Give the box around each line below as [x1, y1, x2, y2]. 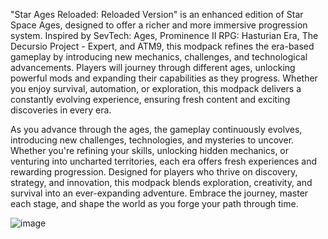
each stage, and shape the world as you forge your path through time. [10, 198, 299, 209]
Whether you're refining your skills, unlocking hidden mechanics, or [10, 145, 290, 156]
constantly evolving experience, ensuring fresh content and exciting [10, 94, 291, 105]
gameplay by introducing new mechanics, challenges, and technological [10, 51, 308, 63]
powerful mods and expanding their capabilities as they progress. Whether [10, 72, 318, 84]
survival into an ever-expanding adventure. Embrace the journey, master [10, 187, 309, 199]
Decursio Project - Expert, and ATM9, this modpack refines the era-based [10, 40, 315, 52]
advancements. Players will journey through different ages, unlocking [10, 62, 296, 73]
